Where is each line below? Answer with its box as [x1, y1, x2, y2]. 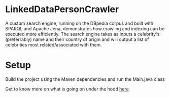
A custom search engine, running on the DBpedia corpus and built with [5, 20, 154, 26]
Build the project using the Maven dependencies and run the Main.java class [5, 76, 165, 82]
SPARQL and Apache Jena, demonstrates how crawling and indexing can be [5, 25, 165, 31]
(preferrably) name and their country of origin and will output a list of [5, 36, 149, 42]
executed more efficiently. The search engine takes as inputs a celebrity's [5, 31, 160, 37]
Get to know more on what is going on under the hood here [5, 86, 129, 92]
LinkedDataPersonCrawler [5, 4, 119, 15]
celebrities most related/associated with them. [5, 41, 103, 47]
